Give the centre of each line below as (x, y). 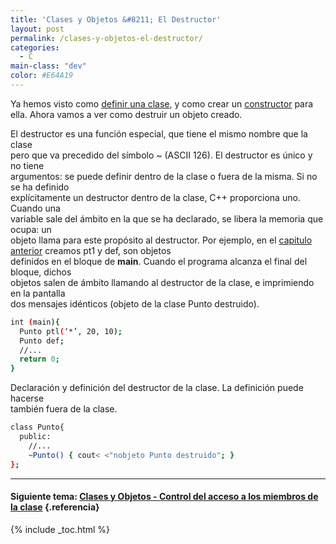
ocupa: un (31, 229)
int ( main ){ (35, 322)
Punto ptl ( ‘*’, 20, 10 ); (71, 331)
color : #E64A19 (42, 76)
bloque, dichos (41, 272)
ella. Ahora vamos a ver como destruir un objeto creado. (126, 114)
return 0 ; (39, 359)
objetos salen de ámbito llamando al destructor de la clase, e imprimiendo (162, 282)
